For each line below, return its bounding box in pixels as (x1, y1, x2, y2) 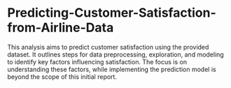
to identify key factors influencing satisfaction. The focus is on (7, 57, 188, 66)
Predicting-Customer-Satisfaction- (7, 5, 216, 21)
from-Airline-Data (7, 20, 114, 36)
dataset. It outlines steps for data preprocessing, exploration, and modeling (7, 50, 224, 59)
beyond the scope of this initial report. (7, 72, 118, 81)
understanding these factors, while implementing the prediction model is (7, 65, 216, 73)
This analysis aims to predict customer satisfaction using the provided (7, 43, 209, 51)
